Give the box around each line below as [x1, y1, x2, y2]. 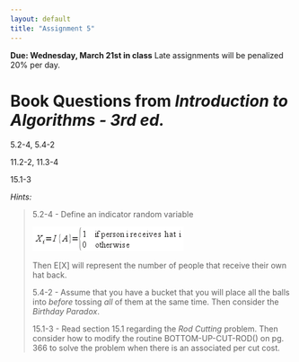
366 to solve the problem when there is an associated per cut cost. [31, 342, 281, 354]
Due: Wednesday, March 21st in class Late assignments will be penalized [10, 49, 284, 60]
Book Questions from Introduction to [10, 91, 288, 111]
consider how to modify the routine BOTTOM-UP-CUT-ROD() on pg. [31, 333, 285, 344]
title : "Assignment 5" [10, 23, 95, 33]
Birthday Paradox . [31, 306, 100, 317]
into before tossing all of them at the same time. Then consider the [31, 296, 279, 307]
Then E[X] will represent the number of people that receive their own [31, 260, 287, 271]
